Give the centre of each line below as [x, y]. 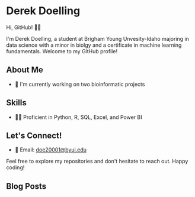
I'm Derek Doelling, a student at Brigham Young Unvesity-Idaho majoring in [98, 38]
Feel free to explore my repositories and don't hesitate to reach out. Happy [97, 162]
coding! [15, 167]
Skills [16, 103]
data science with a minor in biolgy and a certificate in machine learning [94, 45]
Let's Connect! [34, 135]
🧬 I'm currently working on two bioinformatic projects [80, 84]
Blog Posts [26, 186]
